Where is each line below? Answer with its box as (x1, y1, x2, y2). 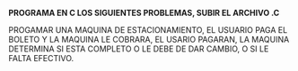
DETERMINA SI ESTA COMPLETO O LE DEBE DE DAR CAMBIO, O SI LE (8, 43, 269, 54)
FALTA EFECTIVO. (8, 53, 74, 63)
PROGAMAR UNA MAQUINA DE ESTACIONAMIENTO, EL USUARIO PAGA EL (8, 25, 288, 35)
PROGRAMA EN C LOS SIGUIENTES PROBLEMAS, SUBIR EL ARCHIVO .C (8, 8, 280, 18)
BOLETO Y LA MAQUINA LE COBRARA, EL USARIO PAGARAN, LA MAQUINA (8, 35, 290, 44)
